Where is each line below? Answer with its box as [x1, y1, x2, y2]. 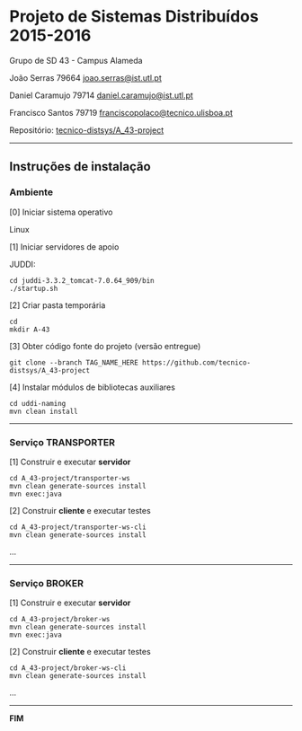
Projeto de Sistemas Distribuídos [9, 6, 259, 27]
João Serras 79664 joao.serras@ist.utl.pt [9, 72, 162, 83]
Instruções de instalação [9, 159, 151, 174]
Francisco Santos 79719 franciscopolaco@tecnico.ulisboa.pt [9, 107, 234, 118]
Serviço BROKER [9, 577, 84, 589]
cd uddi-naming [9, 399, 67, 408]
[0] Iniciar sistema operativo [9, 207, 113, 217]
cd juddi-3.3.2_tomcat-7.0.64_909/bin [9, 276, 155, 285]
